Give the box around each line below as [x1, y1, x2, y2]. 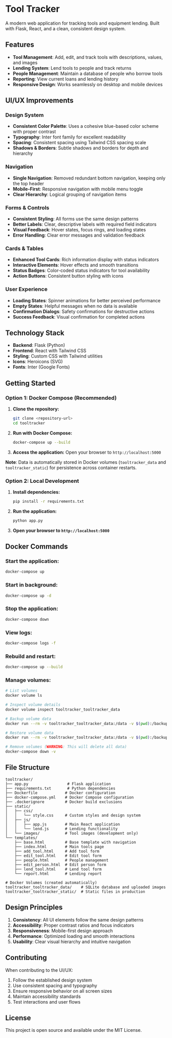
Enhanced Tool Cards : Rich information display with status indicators [12, 257, 159, 263]
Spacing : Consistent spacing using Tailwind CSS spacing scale [12, 140, 146, 146]
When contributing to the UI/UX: [5, 967, 73, 973]
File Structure [5, 763, 50, 772]
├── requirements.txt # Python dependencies [5, 786, 116, 791]
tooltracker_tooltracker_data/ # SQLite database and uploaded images [5, 885, 166, 890]
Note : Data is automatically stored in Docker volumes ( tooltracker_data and [5, 459, 166, 465]
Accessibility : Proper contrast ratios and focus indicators [12, 922, 135, 928]
